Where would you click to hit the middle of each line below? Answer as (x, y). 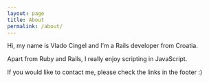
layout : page (26, 13)
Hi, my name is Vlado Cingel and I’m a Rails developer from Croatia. (102, 46)
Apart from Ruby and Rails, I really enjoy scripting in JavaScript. (97, 59)
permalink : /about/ (35, 26)
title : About (26, 20)
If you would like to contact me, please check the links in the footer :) (105, 72)
